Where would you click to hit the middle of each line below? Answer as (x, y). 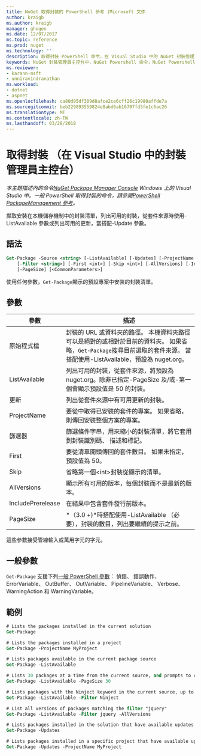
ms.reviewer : (22, 68)
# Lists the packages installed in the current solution (79, 626)
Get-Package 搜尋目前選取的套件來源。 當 (134, 350)
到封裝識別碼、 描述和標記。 (106, 440)
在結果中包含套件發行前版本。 (108, 504)
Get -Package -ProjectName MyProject (52, 648)
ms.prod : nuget (25, 46)
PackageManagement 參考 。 (42, 203)
